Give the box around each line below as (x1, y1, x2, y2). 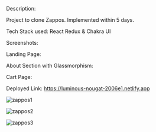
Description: (6, 5, 36, 12)
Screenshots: (6, 39, 38, 46)
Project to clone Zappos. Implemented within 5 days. (6, 16, 134, 23)
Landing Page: (6, 51, 41, 58)
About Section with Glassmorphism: (6, 62, 93, 69)
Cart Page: (6, 74, 32, 80)
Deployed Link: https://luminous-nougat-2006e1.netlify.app (6, 85, 150, 92)
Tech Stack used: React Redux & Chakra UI (6, 28, 111, 35)
